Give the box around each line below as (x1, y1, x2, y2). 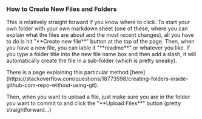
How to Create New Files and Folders (6, 5, 117, 13)
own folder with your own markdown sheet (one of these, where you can (6, 25, 188, 32)
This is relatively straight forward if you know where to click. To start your (6, 19, 190, 26)
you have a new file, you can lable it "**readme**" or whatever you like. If (6, 44, 190, 51)
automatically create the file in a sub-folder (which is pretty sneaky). (6, 57, 177, 65)
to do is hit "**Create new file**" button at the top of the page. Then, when (6, 38, 195, 45)
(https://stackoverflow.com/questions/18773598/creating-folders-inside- (6, 75, 189, 83)
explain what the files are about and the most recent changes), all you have (6, 31, 194, 39)
